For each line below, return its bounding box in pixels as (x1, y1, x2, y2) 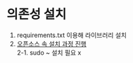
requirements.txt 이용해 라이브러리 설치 (16, 31, 127, 39)
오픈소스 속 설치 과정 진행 (16, 39, 87, 48)
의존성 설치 (6, 6, 67, 22)
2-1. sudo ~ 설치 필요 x (16, 48, 82, 57)
